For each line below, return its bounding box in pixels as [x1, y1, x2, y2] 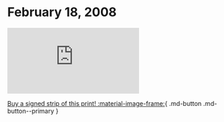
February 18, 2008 [7, 4, 117, 20]
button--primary [7, 107, 55, 115]
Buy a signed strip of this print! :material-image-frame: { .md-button [7, 99, 202, 107]
